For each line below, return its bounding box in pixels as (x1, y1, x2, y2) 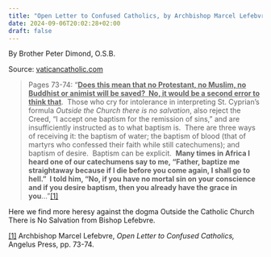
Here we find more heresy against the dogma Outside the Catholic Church (8, 207, 255, 217)
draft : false (8, 27, 52, 35)
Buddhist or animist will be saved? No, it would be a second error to (27, 89, 261, 98)
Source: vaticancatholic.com (8, 64, 103, 74)
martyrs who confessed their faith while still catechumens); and (27, 140, 240, 150)
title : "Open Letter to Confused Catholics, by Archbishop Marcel (8, 11, 236, 20)
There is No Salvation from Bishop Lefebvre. (8, 215, 156, 226)
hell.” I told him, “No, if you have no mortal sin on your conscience (27, 174, 256, 184)
